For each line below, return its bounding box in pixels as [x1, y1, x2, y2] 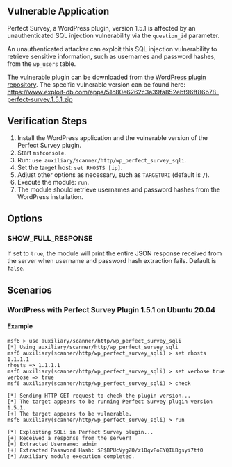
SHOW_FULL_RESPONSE [7, 233, 93, 243]
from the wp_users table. [7, 59, 76, 68]
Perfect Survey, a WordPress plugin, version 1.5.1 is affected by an [7, 24, 196, 32]
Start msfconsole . [17, 148, 66, 157]
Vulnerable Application [7, 6, 110, 17]
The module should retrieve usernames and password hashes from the [17, 185, 221, 194]
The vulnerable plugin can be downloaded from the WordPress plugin [7, 73, 206, 81]
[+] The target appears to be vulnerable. [7, 410, 132, 417]
